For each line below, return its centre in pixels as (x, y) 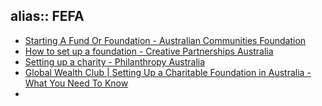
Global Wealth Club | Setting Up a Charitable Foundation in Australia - (168, 72)
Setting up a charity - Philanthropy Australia (115, 61)
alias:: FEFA (47, 16)
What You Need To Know (76, 83)
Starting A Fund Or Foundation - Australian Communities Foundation (165, 40)
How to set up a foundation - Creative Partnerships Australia (149, 51)
